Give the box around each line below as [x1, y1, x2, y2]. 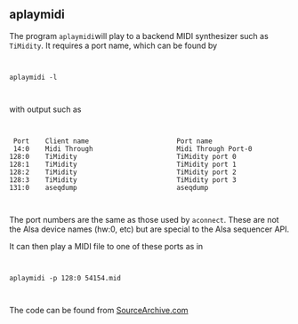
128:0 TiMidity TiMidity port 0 [9, 152, 238, 161]
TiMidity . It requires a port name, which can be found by [9, 40, 218, 51]
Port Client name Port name [12, 137, 213, 146]
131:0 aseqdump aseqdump [9, 183, 209, 192]
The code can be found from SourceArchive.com [9, 304, 189, 315]
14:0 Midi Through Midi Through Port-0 [12, 144, 253, 154]
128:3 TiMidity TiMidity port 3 [9, 175, 238, 185]
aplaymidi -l [9, 73, 58, 82]
